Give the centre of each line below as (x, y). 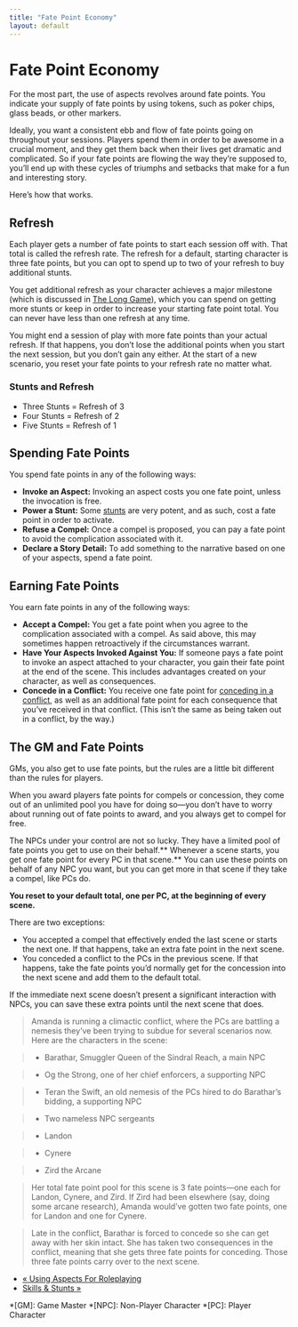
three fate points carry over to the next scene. (115, 1261)
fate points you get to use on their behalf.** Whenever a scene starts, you (145, 849)
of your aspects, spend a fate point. (87, 558)
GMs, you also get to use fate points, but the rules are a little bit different (142, 768)
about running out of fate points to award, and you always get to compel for (148, 814)
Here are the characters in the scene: (99, 1040)
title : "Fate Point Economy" (63, 17)
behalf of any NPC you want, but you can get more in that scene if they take (148, 869)
